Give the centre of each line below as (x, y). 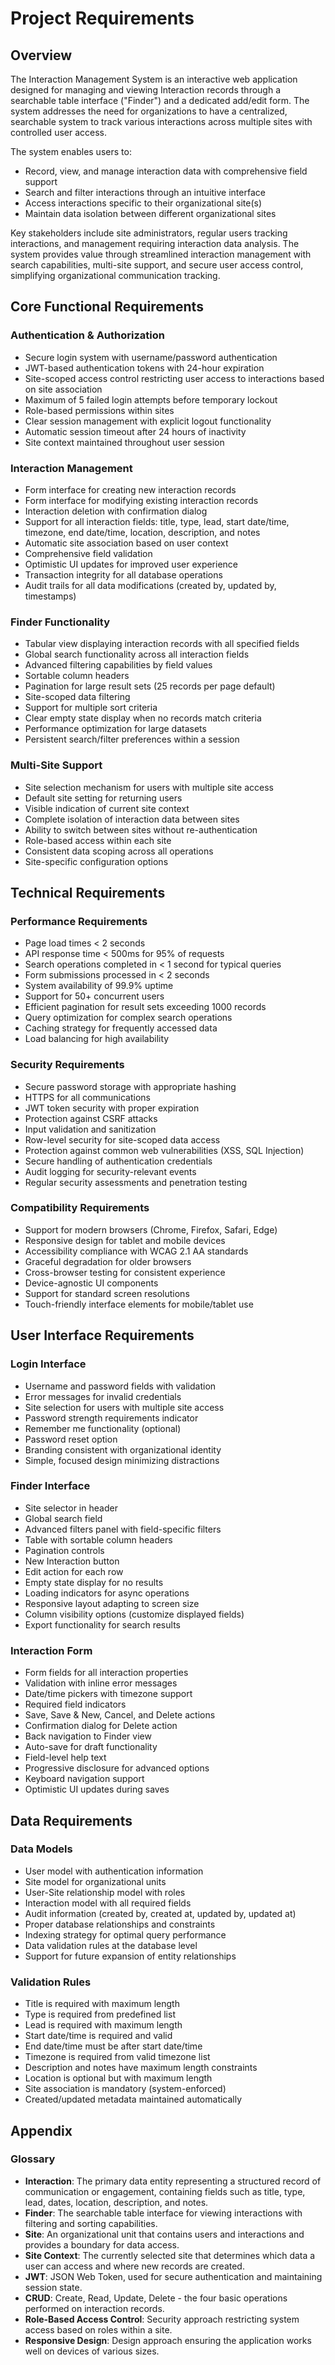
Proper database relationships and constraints (120, 1924)
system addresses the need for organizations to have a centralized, (149, 111)
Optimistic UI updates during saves (97, 1789)
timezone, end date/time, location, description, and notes (142, 532)
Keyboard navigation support (84, 1779)
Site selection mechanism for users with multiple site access (149, 787)
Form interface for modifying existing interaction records (141, 500)
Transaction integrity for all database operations (123, 574)
